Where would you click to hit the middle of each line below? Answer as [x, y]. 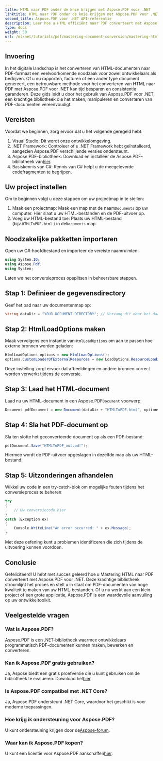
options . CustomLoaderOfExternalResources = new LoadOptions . [68, 360]
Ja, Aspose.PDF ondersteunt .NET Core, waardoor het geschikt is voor [76, 702]
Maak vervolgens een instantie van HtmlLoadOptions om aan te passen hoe [79, 341]
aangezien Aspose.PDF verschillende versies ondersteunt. [70, 151]
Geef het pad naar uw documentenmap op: [48, 305]
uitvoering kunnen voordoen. [34, 547]
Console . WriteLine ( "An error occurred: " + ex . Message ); [73, 528]
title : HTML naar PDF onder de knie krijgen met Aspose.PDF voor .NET [78, 9]
